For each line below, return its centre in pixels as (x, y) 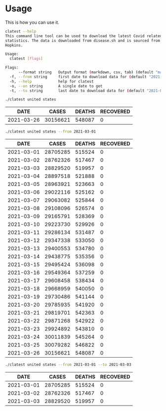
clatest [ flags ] (26, 59)
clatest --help (21, 31)
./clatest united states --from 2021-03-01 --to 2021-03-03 (68, 365)
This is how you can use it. (32, 22)
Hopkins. (14, 45)
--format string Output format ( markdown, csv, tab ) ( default (86, 72)
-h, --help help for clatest (52, 81)
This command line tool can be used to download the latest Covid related (84, 36)
